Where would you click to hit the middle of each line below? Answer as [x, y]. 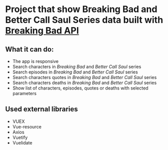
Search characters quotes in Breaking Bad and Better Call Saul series [85, 77]
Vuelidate [22, 142]
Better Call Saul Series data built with [84, 20]
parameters [24, 93]
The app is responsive [35, 61]
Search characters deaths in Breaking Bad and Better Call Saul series [85, 83]
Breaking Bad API [42, 31]
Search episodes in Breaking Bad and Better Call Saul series [75, 72]
